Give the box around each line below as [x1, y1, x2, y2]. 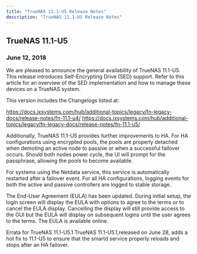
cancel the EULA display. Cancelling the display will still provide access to [6, 205, 185, 212]
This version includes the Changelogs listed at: [6, 97, 119, 104]
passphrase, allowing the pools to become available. [6, 157, 133, 165]
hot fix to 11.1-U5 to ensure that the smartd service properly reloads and [6, 235, 179, 242]
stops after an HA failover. [6, 242, 69, 249]
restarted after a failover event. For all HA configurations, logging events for [6, 175, 189, 182]
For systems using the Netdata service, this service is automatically [6, 169, 169, 176]
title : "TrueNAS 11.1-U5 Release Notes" [6, 8, 107, 15]
